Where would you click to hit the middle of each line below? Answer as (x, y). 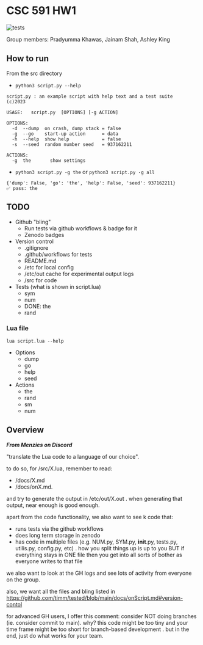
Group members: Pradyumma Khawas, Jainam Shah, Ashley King (88, 39)
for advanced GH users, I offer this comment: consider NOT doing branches (101, 616)
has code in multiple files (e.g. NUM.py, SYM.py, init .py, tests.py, (96, 542)
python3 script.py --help (48, 86)
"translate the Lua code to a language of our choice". (73, 456)
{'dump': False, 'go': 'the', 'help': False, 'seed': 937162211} (91, 183)
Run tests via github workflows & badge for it (80, 228)
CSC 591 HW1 (41, 11)
